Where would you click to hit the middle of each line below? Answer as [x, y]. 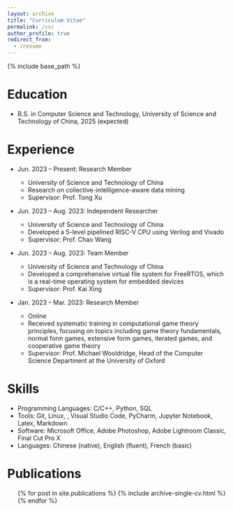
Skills [23, 389]
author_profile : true [39, 33]
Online [37, 316]
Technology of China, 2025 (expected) [73, 121]
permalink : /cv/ [31, 27]
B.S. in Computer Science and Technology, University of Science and [116, 113]
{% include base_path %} [44, 66]
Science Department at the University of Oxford [96, 360]
